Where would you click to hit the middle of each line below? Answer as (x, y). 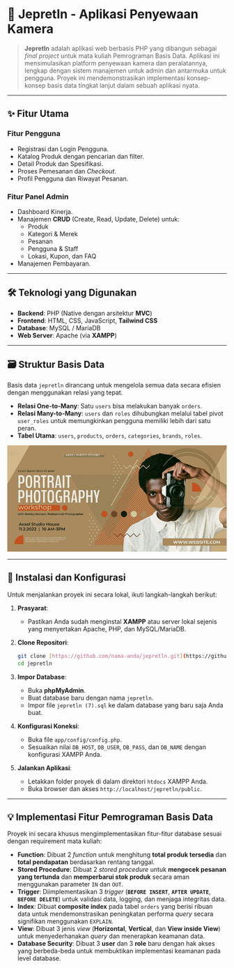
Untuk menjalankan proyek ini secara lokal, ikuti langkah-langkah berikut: (112, 594)
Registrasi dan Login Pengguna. (63, 148)
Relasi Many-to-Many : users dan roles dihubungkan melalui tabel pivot (120, 413)
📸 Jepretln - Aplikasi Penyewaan (103, 14)
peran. (26, 428)
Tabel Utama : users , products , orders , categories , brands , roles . (110, 436)
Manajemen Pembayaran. (54, 263)
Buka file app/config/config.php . (75, 739)
